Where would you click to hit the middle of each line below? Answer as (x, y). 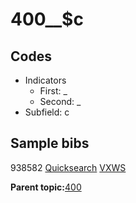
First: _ (53, 91)
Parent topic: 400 (46, 187)
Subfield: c (47, 112)
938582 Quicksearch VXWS (68, 167)
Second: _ (60, 101)
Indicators (45, 80)
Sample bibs (50, 143)
